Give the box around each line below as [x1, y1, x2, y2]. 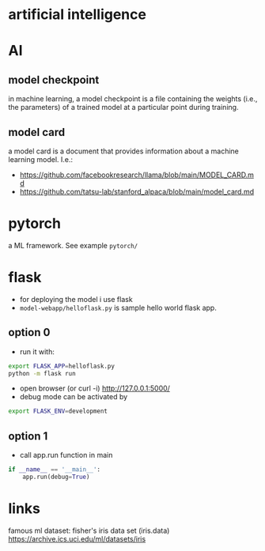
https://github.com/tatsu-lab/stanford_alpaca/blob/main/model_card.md [19, 187, 255, 196]
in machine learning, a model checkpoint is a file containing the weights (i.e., [8, 94, 258, 104]
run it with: [19, 346, 55, 357]
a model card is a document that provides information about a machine [8, 146, 239, 156]
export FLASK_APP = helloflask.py [8, 362, 115, 370]
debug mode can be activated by [19, 392, 128, 402]
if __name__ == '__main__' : [8, 466, 101, 474]
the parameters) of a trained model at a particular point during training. [8, 103, 239, 112]
